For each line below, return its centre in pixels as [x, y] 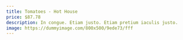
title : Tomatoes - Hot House [42, 11]
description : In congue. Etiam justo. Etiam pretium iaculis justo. [92, 22]
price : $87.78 [24, 17]
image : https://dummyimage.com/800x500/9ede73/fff [70, 28]
